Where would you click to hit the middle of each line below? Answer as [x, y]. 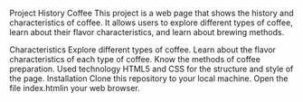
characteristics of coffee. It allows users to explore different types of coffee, [151, 23]
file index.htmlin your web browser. [75, 88]
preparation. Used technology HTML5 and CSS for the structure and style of [151, 69]
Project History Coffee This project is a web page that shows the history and [151, 13]
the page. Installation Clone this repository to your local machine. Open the [149, 79]
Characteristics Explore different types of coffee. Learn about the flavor [142, 50]
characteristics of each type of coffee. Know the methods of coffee [135, 59]
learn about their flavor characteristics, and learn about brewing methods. [147, 32]
